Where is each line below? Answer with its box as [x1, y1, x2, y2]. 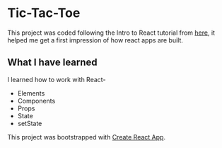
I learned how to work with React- [7, 75, 106, 84]
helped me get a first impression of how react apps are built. [7, 35, 184, 44]
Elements [17, 89, 45, 97]
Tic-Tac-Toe [7, 5, 81, 21]
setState [17, 119, 42, 127]
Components [17, 96, 56, 105]
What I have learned [7, 57, 98, 69]
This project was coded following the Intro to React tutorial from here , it [7, 28, 216, 37]
